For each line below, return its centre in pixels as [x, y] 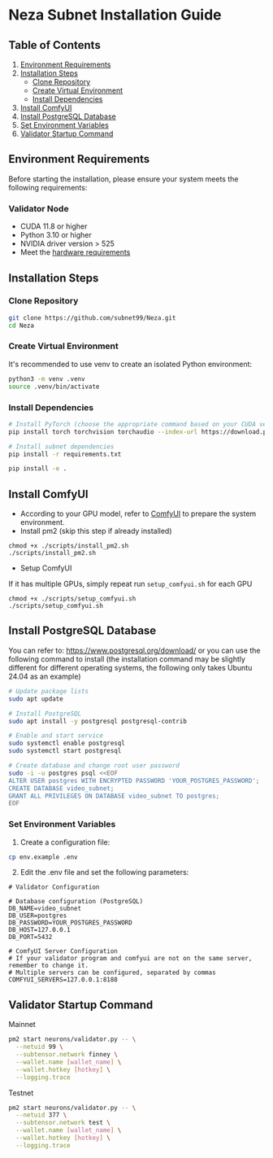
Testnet [21, 1093]
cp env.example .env [43, 857]
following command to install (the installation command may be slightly [127, 659]
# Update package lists [49, 691]
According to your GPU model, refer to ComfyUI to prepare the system [138, 513]
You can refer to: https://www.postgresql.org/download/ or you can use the [134, 650]
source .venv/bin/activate [54, 387]
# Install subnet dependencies [61, 446]
